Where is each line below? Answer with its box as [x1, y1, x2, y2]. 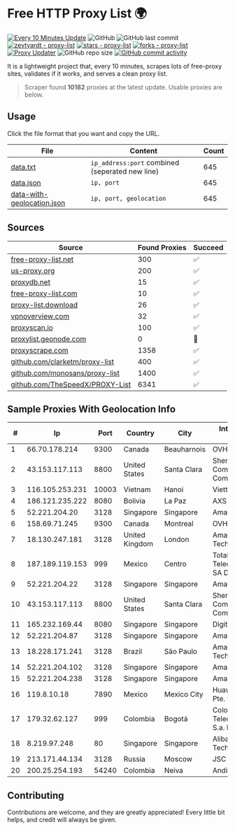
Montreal [164, 519, 194, 529]
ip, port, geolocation [90, 194, 166, 202]
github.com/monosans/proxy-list [10, 368, 120, 378]
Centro [164, 559, 187, 569]
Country [126, 428, 155, 438]
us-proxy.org [10, 265, 55, 275]
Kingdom [123, 539, 154, 549]
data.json [10, 178, 41, 188]
